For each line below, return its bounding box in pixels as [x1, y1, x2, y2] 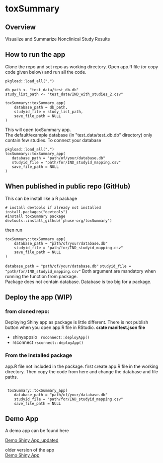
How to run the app [5, 50, 66, 59]
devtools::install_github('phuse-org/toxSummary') [5, 218, 112, 223]
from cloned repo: [5, 308, 50, 314]
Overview [5, 23, 36, 31]
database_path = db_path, [14, 105, 68, 110]
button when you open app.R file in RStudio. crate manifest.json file [5, 324, 146, 330]
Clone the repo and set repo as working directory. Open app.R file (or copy [5, 63, 158, 70]
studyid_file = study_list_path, [14, 109, 83, 114]
